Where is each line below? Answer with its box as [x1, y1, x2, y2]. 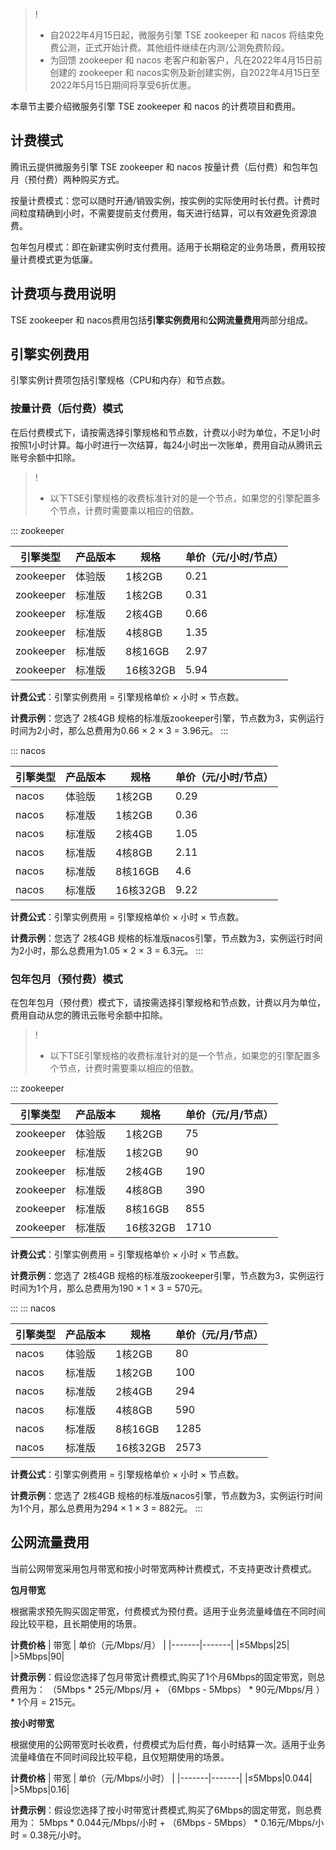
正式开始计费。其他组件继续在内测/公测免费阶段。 [84, 42, 290, 53]
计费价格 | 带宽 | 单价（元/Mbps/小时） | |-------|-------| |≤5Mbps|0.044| [10, 1772, 313, 1784]
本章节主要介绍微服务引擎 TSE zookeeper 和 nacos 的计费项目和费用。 [10, 100, 302, 112]
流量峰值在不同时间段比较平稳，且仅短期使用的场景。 [10, 1750, 230, 1763]
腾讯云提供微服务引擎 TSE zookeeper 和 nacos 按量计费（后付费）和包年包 [10, 160, 319, 173]
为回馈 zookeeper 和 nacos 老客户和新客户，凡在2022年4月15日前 [49, 54, 323, 66]
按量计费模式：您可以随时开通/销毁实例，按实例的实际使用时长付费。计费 [10, 194, 312, 206]
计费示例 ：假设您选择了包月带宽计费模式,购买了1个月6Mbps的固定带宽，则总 [10, 1670, 326, 1683]
